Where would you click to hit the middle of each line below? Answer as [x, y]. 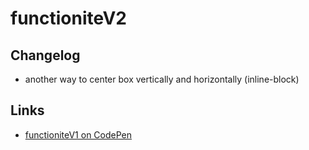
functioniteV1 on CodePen [78, 134]
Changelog [45, 55]
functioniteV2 [69, 18]
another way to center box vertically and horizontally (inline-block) [162, 79]
